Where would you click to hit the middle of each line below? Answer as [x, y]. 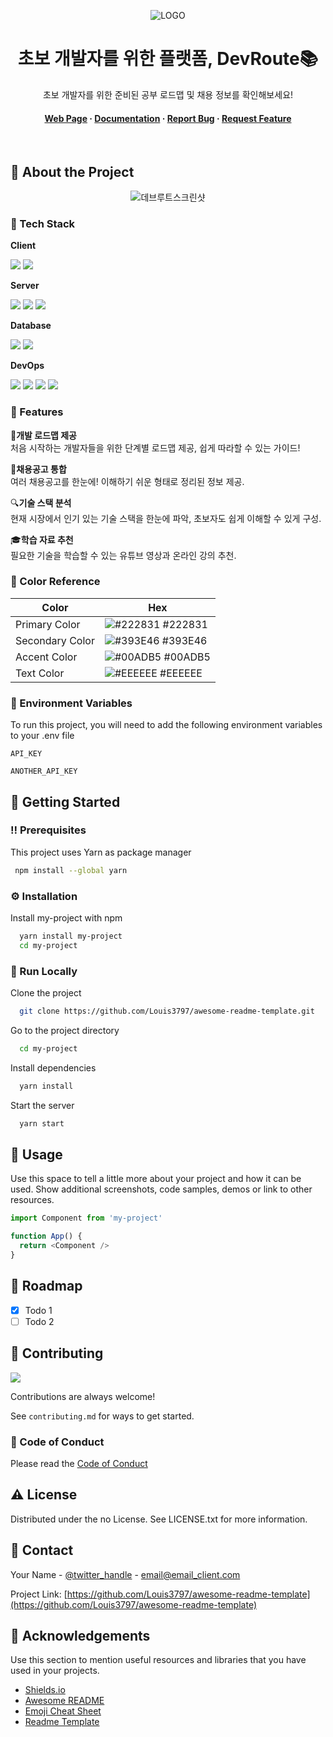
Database [31, 326]
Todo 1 [38, 1310]
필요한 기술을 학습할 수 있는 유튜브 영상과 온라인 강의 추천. [123, 555]
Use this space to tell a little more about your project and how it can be [156, 1179]
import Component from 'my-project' [86, 1218]
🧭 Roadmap [46, 1286]
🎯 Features [37, 412]
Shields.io [45, 1690]
